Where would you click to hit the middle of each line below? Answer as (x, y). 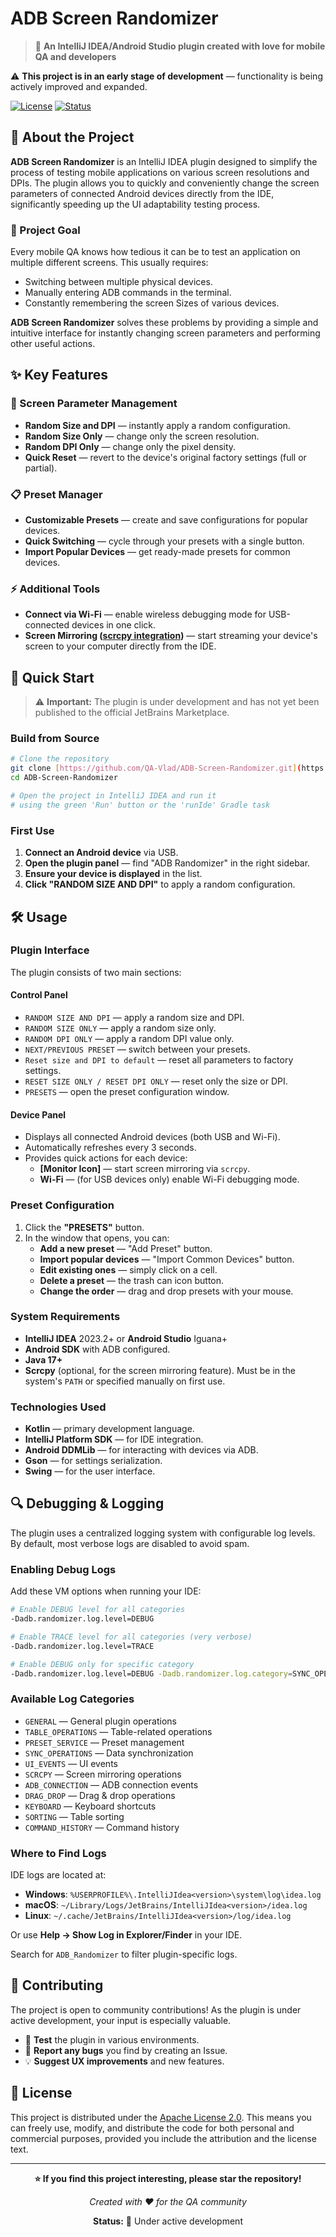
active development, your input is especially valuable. (121, 2020)
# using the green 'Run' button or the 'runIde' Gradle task (140, 805)
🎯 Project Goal (45, 230)
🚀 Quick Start (52, 677)
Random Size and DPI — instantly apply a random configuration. (157, 425)
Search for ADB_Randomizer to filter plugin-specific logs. (124, 1954)
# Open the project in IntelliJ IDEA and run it (113, 796)
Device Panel (38, 1114)
